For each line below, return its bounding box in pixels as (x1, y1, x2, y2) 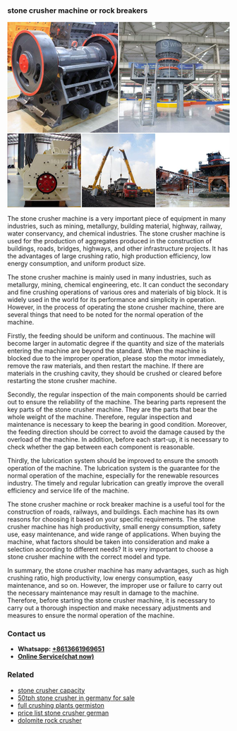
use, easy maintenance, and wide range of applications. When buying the (7, 530, 221, 538)
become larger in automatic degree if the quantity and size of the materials (7, 339, 224, 347)
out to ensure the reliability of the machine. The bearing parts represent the (7, 397, 226, 406)
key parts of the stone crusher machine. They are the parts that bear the (7, 405, 217, 413)
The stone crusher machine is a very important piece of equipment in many (7, 214, 226, 222)
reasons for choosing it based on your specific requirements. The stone (7, 514, 216, 524)
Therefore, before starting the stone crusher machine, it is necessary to (7, 596, 215, 605)
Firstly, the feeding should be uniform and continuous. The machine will (7, 331, 216, 340)
